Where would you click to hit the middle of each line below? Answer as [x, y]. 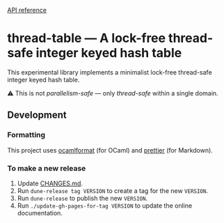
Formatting [26, 135]
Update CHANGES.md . [50, 183]
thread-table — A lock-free [86, 38]
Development [37, 115]
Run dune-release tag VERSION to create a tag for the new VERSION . [113, 190]
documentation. [40, 213]
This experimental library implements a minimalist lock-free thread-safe [110, 72]
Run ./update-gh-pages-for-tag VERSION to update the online [105, 206]
